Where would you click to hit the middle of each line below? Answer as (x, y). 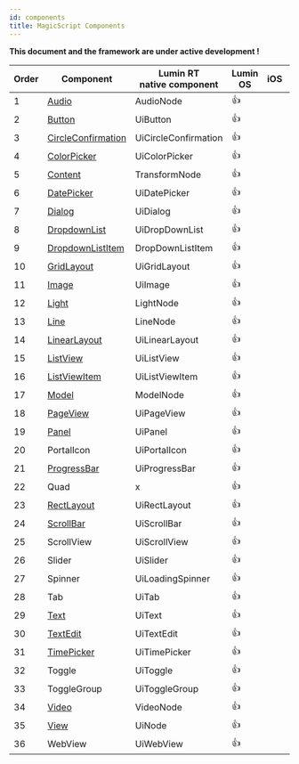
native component (179, 84)
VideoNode (158, 707)
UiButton (153, 119)
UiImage (153, 284)
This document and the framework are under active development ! (134, 51)
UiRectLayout (163, 505)
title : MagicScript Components (67, 26)
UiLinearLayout (166, 340)
